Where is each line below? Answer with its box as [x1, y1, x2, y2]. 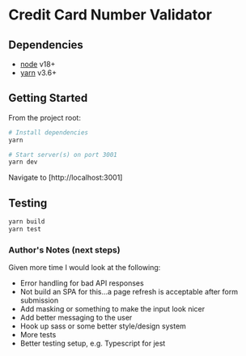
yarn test [8, 225, 42, 233]
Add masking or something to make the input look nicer [19, 304, 206, 314]
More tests [19, 330, 57, 340]
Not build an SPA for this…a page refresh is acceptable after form [19, 287, 239, 297]
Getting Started [8, 91, 88, 105]
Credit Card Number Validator [8, 6, 213, 24]
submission [19, 295, 59, 305]
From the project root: [8, 112, 81, 122]
